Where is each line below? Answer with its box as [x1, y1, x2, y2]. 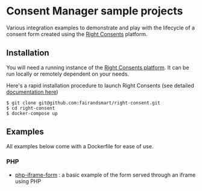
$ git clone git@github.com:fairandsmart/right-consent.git [6, 100, 161, 106]
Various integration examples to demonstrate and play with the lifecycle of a [6, 24, 195, 31]
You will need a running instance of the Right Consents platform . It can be [6, 64, 189, 71]
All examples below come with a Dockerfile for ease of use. [6, 142, 154, 150]
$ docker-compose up [6, 110, 58, 117]
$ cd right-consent [6, 105, 55, 111]
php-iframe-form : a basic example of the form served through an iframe [14, 171, 196, 178]
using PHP [14, 177, 41, 184]
